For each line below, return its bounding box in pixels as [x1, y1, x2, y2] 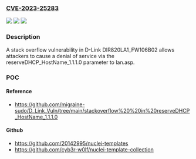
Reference [6, 88, 32, 95]
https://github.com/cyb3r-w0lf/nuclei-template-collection [14, 146, 154, 153]
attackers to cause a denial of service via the [6, 52, 114, 59]
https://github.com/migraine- [14, 101, 85, 108]
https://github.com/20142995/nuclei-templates [14, 140, 129, 147]
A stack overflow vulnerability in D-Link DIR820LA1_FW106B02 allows [6, 46, 175, 53]
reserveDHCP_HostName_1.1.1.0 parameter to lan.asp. [6, 59, 135, 66]
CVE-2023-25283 [6, 4, 59, 12]
